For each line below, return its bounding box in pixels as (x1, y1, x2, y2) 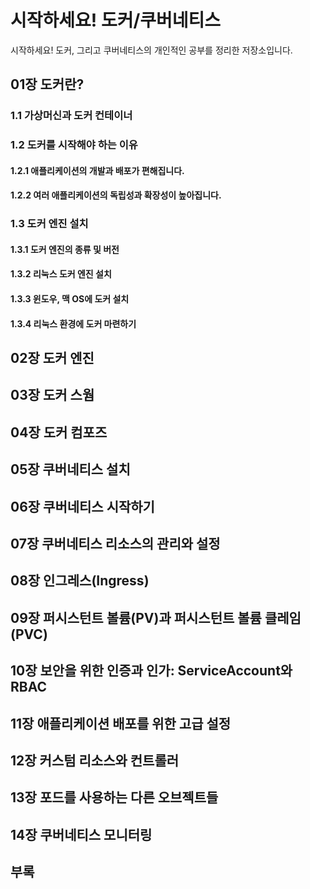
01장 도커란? (10, 76, 85, 93)
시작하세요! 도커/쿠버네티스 (10, 9, 222, 32)
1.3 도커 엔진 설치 (10, 217, 89, 231)
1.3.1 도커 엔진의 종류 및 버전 (10, 243, 120, 255)
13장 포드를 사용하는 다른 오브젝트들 (10, 789, 219, 806)
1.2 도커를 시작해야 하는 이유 (10, 138, 138, 152)
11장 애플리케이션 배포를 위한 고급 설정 (10, 715, 232, 732)
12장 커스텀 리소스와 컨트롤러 (10, 752, 180, 769)
